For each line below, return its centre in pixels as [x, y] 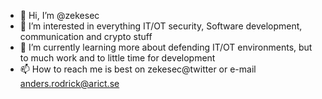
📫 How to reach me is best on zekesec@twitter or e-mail [138, 69]
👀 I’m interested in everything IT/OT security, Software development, [161, 26]
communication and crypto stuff [86, 36]
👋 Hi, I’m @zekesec [59, 15]
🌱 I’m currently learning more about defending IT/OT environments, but [166, 47]
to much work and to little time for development [117, 58]
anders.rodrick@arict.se [69, 83]
